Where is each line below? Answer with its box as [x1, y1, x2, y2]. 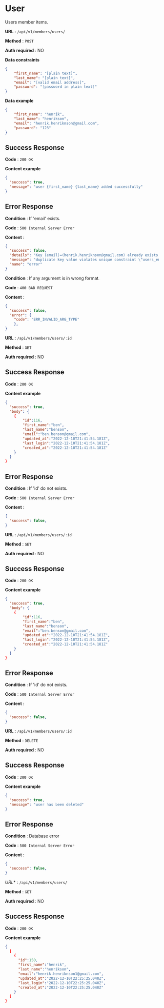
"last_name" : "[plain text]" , [14, 75, 76, 81]
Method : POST [5, 38, 34, 44]
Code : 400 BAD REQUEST [5, 284, 53, 290]
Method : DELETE [5, 738, 38, 744]
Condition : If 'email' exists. [5, 215, 61, 221]
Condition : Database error [5, 833, 60, 839]
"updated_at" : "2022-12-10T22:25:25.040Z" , [18, 976, 106, 981]
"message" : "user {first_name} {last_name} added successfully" [9, 184, 143, 189]
